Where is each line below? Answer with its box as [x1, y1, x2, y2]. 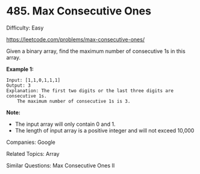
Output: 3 [6, 82, 31, 89]
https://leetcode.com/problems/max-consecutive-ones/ [6, 36, 145, 43]
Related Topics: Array [6, 150, 60, 157]
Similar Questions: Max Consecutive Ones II [6, 161, 115, 169]
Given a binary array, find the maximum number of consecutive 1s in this [6, 47, 186, 55]
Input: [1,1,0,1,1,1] [6, 77, 61, 83]
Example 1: [6, 65, 34, 73]
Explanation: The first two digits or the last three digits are [6, 87, 173, 94]
